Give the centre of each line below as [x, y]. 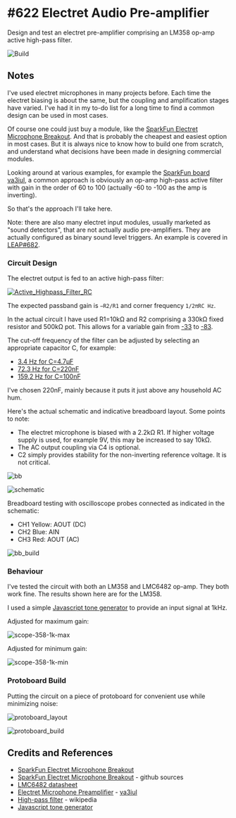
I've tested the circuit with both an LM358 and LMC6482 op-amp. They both [118, 587]
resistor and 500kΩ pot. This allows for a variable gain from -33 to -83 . [110, 327]
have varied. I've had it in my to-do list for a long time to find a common [111, 108]
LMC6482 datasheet [47, 785]
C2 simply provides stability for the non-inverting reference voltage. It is [122, 455]
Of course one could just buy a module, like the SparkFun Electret [103, 129]
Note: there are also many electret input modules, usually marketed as [109, 222]
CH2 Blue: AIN [38, 532]
